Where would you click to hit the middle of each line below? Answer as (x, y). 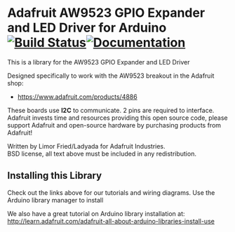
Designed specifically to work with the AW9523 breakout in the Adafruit (111, 76)
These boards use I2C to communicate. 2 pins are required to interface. (111, 110)
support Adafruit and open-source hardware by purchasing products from (114, 125)
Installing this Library (55, 176)
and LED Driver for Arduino (87, 28)
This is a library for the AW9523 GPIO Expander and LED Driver (99, 62)
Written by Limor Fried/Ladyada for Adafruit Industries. (87, 146)
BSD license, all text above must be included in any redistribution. (102, 153)
